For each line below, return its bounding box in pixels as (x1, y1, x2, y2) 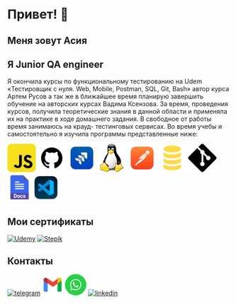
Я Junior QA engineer (7, 58, 104, 70)
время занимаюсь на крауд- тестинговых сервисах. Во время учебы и (7, 122, 223, 131)
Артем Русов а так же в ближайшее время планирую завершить (7, 92, 204, 101)
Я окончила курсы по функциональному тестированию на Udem (7, 77, 203, 86)
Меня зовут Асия (7, 35, 87, 47)
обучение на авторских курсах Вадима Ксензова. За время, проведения (7, 100, 229, 108)
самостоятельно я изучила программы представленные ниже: (7, 130, 198, 139)
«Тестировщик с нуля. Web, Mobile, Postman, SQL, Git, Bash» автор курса (7, 85, 230, 93)
